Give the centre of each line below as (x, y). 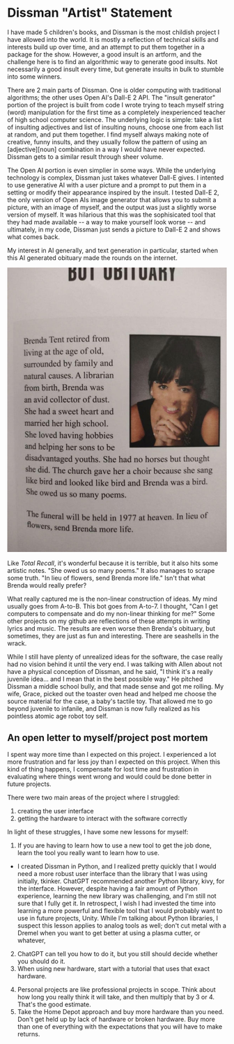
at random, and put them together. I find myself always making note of (108, 135)
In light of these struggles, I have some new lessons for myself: (98, 832)
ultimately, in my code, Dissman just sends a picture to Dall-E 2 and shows (114, 229)
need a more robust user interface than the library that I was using (112, 874)
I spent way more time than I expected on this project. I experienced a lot (112, 755)
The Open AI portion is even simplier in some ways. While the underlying (111, 170)
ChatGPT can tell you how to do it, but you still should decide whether (117, 954)
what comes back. (34, 237)
